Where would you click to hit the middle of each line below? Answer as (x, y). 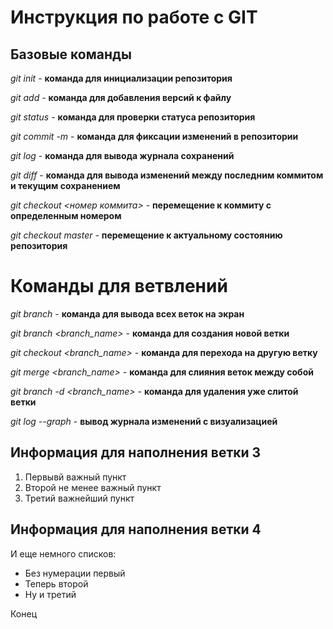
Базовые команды (71, 54)
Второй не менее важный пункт (93, 487)
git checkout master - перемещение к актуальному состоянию (146, 235)
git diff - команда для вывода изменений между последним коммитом (167, 175)
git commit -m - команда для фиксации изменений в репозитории (154, 136)
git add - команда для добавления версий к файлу (121, 97)
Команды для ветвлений (119, 286)
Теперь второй (56, 583)
